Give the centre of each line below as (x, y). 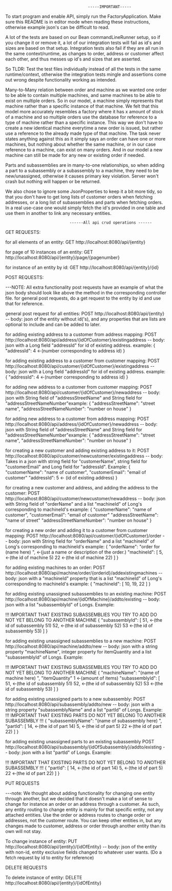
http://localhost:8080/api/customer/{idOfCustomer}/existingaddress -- (80, 366)
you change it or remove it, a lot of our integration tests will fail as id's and (83, 43)
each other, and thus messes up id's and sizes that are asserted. (73, 59)
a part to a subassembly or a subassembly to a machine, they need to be (82, 171)
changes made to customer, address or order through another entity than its (85, 826)
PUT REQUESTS (23, 783)
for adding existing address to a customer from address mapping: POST (81, 334)
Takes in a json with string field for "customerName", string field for (76, 461)
